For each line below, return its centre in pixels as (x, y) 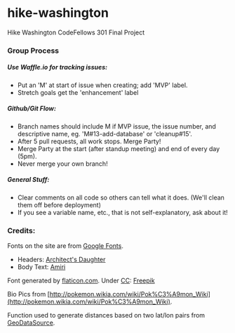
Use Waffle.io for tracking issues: (58, 67)
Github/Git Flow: (32, 109)
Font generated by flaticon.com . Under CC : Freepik (81, 281)
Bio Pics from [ (29, 294)
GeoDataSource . (31, 323)
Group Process (33, 51)
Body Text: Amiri (41, 267)
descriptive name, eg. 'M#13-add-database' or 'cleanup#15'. (105, 133)
